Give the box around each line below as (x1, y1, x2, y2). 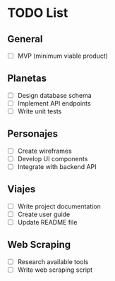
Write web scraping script (17, 266, 93, 274)
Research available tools (17, 257, 89, 266)
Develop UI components (17, 154, 88, 163)
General (7, 33, 44, 45)
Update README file (17, 218, 78, 226)
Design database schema (17, 91, 92, 99)
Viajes (7, 183, 36, 195)
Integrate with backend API (17, 163, 97, 170)
